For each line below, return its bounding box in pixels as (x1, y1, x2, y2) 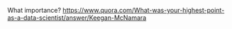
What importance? (7, 6, 62, 14)
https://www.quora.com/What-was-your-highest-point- (62, 6, 225, 14)
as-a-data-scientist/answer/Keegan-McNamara (7, 13, 147, 22)
